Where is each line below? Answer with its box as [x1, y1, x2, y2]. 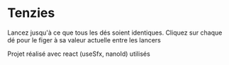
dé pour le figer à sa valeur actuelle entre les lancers [7, 35, 161, 44]
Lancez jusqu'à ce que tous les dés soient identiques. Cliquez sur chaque [7, 28, 223, 37]
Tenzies [7, 5, 55, 21]
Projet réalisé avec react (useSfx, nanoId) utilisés [7, 49, 150, 58]
